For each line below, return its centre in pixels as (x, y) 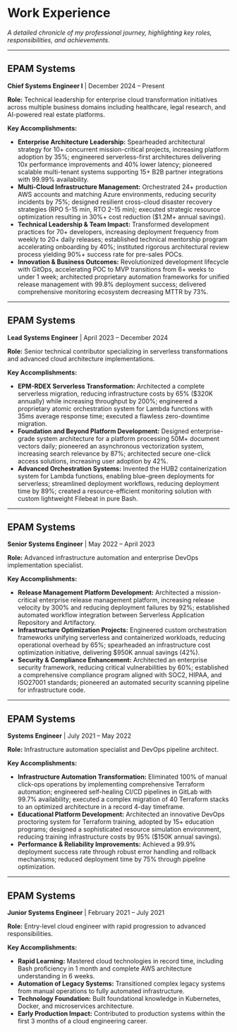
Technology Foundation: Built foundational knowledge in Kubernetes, (119, 998)
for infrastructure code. (51, 690)
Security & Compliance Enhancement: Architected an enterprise (113, 660)
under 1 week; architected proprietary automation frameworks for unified (123, 277)
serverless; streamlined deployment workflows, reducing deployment (119, 483)
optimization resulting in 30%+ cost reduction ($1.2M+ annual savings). (121, 217)
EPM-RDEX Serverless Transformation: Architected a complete (111, 386)
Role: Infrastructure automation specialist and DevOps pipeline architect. (113, 750)
